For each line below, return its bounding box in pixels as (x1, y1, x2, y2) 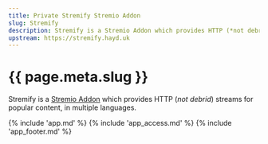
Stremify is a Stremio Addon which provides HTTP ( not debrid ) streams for (8, 95, 254, 104)
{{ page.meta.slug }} (8, 68, 149, 86)
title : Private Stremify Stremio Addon (8, 11, 141, 20)
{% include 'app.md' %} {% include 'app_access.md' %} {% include (8, 119, 232, 128)
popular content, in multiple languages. (8, 103, 137, 112)
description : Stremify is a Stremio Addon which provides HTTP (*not (8, 26, 245, 34)
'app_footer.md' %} (8, 126, 72, 136)
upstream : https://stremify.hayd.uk (8, 33, 130, 42)
